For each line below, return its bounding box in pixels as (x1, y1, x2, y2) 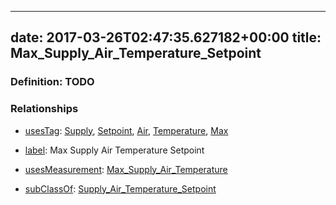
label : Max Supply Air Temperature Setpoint (24, 144, 205, 156)
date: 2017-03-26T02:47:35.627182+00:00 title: (10, 29, 322, 46)
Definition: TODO (10, 75, 95, 89)
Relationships (10, 102, 79, 116)
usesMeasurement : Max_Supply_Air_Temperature (24, 163, 228, 175)
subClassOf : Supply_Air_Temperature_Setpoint (24, 182, 217, 195)
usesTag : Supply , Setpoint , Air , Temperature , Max (24, 124, 229, 136)
